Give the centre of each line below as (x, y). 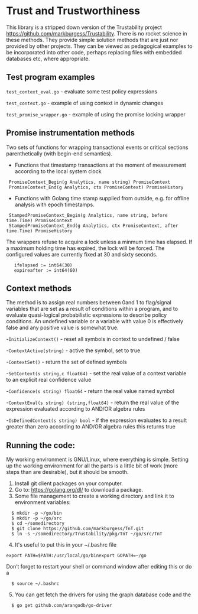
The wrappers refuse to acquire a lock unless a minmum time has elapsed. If (99, 242)
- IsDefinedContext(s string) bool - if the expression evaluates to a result (97, 420)
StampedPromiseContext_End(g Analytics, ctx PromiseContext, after (93, 226)
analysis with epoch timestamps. (54, 204)
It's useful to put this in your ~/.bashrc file (66, 545)
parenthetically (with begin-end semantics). (59, 153)
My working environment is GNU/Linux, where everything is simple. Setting (98, 460)
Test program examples (51, 77)
